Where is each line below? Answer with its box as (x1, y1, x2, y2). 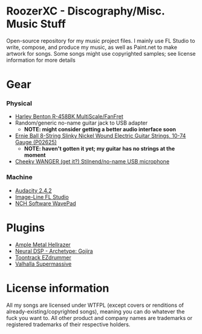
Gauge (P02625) (15, 139, 57, 146)
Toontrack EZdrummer (15, 254, 71, 261)
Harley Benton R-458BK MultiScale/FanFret (15, 113, 123, 120)
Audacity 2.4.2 (15, 186, 52, 194)
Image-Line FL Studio (15, 193, 69, 200)
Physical (6, 99, 32, 108)
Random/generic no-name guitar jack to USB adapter (15, 119, 148, 126)
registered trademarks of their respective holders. (6, 321, 131, 328)
